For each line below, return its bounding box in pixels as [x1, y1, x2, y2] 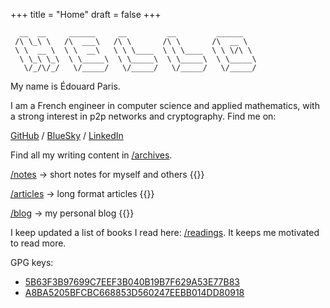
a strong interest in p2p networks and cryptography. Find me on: [10, 110, 277, 122]
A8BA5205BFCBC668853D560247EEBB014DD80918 [24, 287, 245, 298]
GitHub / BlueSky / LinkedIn [10, 130, 124, 141]
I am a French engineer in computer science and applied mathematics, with [10, 100, 320, 111]
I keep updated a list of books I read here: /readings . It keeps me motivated [10, 227, 320, 238]
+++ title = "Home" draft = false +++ [10, 9, 162, 20]
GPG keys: [10, 257, 54, 268]
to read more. [10, 237, 67, 249]
